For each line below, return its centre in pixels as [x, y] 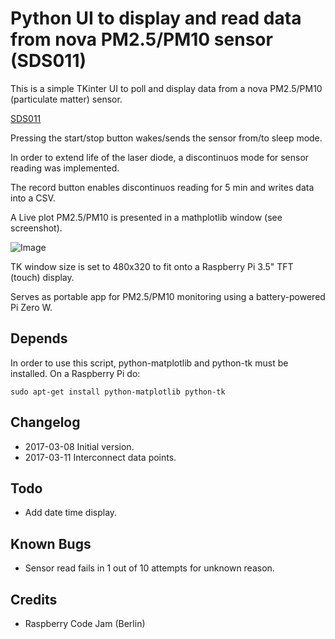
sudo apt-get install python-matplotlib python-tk [118, 392]
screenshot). [36, 228]
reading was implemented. [65, 168]
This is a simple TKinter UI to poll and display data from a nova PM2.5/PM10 [166, 88]
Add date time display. [71, 513]
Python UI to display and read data [156, 18]
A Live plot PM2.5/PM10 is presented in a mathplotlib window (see [146, 217]
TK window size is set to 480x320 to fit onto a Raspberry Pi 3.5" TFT [152, 266]
